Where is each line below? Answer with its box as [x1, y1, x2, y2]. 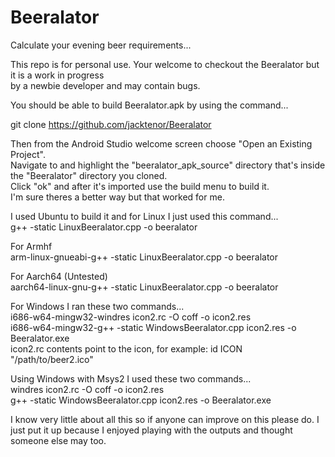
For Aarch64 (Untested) [10, 270, 108, 282]
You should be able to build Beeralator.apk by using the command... [10, 99, 289, 111]
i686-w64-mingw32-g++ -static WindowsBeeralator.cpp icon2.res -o [10, 321, 297, 333]
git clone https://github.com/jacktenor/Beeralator [10, 118, 212, 130]
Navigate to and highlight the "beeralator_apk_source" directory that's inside [10, 159, 326, 171]
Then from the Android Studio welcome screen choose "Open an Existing [10, 137, 313, 150]
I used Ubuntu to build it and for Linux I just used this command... [10, 210, 279, 222]
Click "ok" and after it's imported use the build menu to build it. [10, 180, 270, 192]
